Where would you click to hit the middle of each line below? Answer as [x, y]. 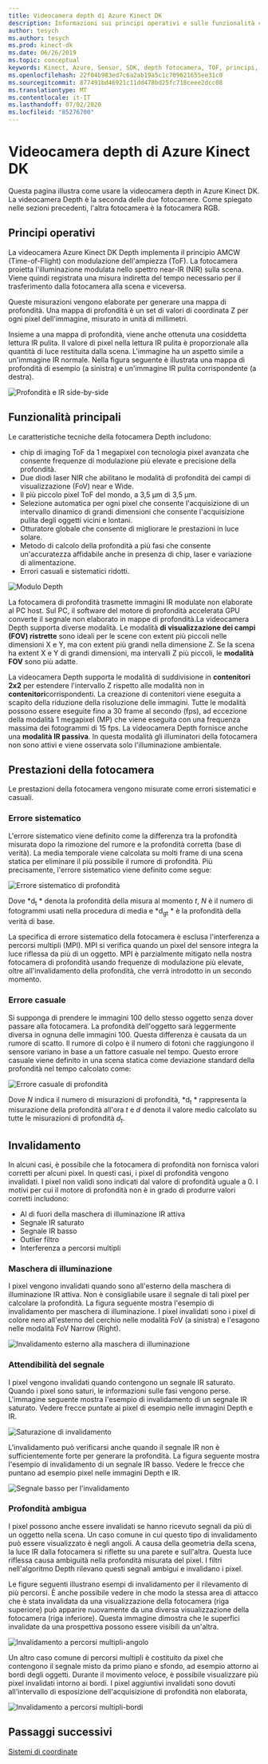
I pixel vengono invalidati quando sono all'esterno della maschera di [120, 1286]
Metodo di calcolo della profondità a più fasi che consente [115, 545]
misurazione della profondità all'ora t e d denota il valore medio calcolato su [133, 1110]
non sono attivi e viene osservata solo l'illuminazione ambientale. [115, 745]
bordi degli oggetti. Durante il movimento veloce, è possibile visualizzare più [133, 1674]
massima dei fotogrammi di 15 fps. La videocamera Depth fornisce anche [128, 727]
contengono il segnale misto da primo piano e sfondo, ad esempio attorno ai [134, 1666]
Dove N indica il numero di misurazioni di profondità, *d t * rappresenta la [128, 1100]
